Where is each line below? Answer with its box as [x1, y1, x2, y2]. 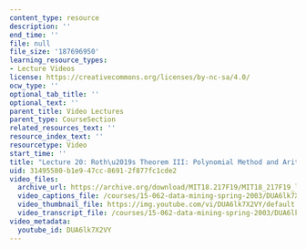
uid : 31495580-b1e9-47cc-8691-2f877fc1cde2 [9, 166, 178, 175]
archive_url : [17, 183, 67, 192]
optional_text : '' [9, 98, 79, 108]
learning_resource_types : [9, 56, 107, 65]
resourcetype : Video [9, 140, 88, 150]
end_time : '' [9, 30, 59, 39]
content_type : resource [9, 13, 100, 23]
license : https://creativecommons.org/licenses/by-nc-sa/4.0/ [9, 73, 250, 82]
